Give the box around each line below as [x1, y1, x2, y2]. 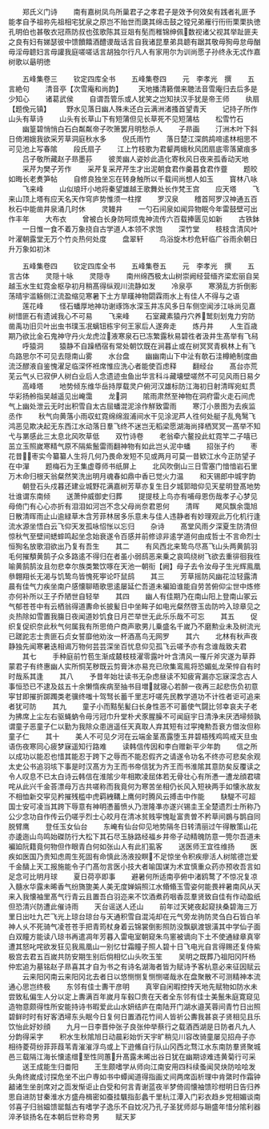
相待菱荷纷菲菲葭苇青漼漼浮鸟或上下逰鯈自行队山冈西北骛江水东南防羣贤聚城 [8, 1042, 261, 1051]
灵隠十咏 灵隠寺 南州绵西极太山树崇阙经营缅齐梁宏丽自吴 [45, 271, 260, 280]
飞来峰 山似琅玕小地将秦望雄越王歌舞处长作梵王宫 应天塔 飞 [22, 184, 260, 194]
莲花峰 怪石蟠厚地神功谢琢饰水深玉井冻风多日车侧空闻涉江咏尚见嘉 [22, 301, 256, 311]
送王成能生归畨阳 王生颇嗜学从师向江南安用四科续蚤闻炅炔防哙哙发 [22, 1062, 256, 1071]
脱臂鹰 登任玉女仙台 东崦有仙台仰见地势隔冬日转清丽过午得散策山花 [8, 822, 258, 831]
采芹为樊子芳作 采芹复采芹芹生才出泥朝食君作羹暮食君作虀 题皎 [22, 164, 258, 174]
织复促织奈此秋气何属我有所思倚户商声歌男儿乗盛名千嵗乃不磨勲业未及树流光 [8, 621, 261, 631]
